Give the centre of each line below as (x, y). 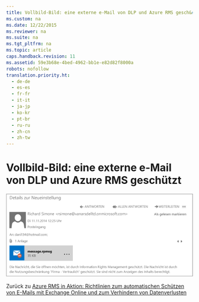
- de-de (21, 81)
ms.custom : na (24, 19)
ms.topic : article (29, 50)
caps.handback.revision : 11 (41, 56)
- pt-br (21, 119)
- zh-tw (21, 138)
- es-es (21, 88)
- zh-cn (21, 131)
